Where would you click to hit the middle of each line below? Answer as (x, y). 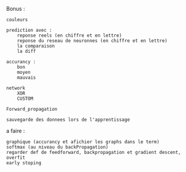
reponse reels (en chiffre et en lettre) (69, 35)
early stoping (24, 163)
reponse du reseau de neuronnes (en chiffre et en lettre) (92, 41)
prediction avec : (29, 30)
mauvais (26, 78)
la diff (26, 51)
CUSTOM (25, 99)
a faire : (16, 131)
